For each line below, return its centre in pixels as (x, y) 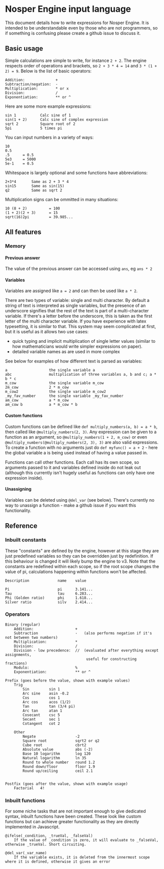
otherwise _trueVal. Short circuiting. (46, 844)
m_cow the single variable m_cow (55, 383)
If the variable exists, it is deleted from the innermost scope (82, 857)
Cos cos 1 (41, 698)
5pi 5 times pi (34, 128)
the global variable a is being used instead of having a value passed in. (76, 452)
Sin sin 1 (41, 689)
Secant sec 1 (41, 719)
